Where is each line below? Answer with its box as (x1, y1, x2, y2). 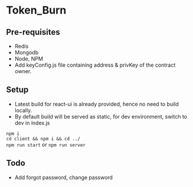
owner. (14, 68, 32, 74)
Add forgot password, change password (14, 173, 113, 181)
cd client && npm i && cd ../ (6, 136, 81, 142)
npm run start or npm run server (6, 141, 86, 148)
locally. (14, 107, 32, 114)
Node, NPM (14, 55, 43, 62)
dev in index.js (14, 119, 50, 126)
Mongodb (14, 49, 39, 56)
